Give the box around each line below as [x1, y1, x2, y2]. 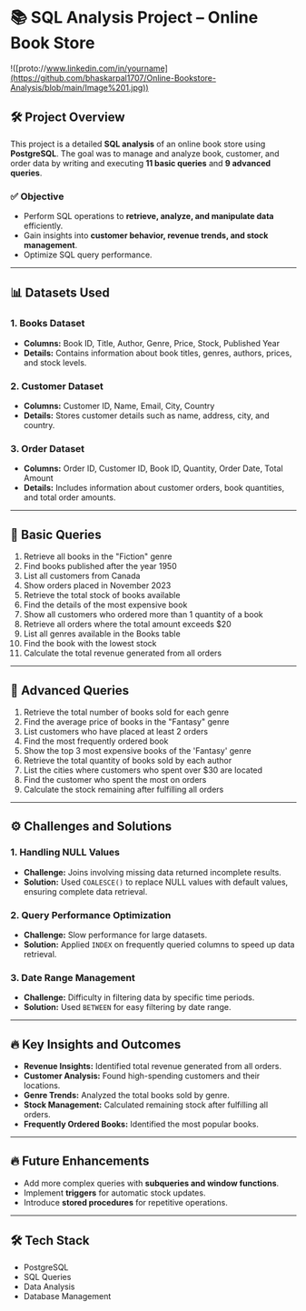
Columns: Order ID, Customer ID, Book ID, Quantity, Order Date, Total [23, 463, 284, 474]
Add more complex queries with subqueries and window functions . [23, 1177, 280, 1188]
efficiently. [23, 220, 64, 232]
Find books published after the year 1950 [23, 561, 177, 572]
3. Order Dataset [10, 442, 85, 455]
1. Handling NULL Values [10, 846, 121, 859]
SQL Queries [23, 1271, 72, 1282]
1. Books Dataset [10, 317, 85, 330]
